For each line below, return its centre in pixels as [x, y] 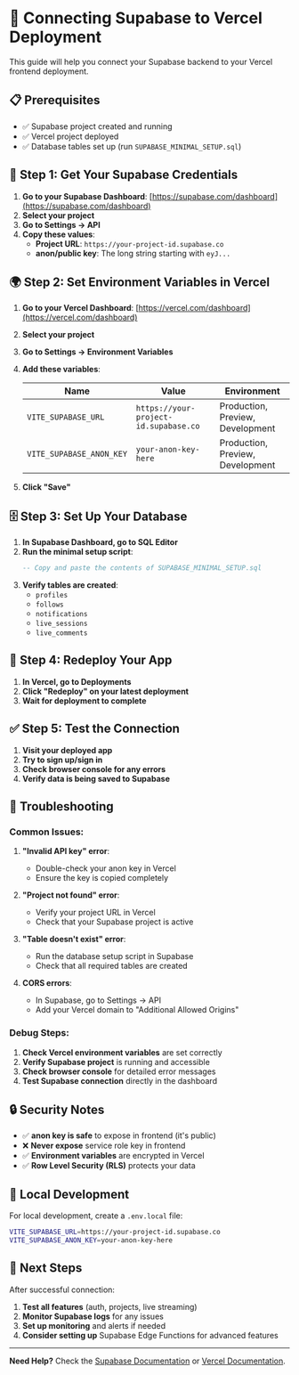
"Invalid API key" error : [66, 851]
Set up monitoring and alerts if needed [94, 1325]
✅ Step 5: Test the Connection [95, 729]
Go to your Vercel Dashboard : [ [81, 308]
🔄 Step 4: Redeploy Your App [91, 660]
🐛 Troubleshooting [61, 806]
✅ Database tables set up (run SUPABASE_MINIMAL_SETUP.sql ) [132, 146]
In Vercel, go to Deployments [77, 681]
